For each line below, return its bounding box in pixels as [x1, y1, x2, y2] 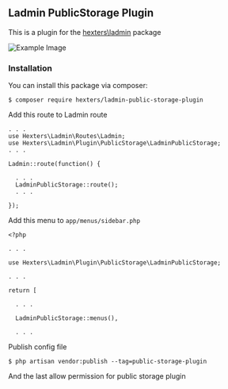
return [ [8, 287, 37, 295]
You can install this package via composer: [8, 81, 148, 91]
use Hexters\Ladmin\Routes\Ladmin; [8, 133, 126, 141]
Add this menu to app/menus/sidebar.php [8, 216, 141, 225]
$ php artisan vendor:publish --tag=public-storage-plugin [8, 357, 207, 366]
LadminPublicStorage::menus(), [15, 314, 119, 322]
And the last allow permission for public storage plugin [8, 372, 186, 381]
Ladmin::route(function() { [8, 160, 101, 168]
